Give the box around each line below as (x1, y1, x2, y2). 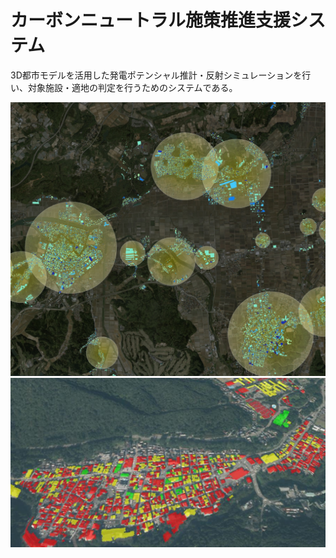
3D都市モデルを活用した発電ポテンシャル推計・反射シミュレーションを (10, 69, 303, 81)
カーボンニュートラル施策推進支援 (10, 9, 292, 32)
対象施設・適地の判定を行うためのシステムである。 (27, 81, 238, 93)
